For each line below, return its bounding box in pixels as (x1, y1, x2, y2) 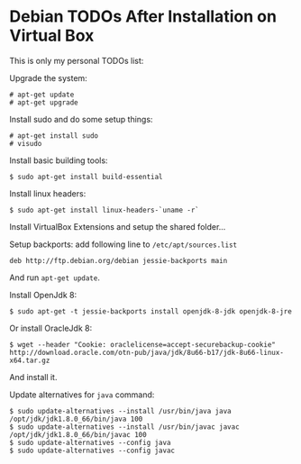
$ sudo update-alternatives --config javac (9, 446, 176, 455)
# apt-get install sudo (9, 131, 99, 141)
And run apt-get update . (9, 272, 101, 283)
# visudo (9, 139, 42, 148)
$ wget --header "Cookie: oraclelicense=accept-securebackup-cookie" (9, 340, 277, 349)
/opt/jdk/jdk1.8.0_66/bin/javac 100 (9, 430, 147, 439)
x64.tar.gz (9, 356, 50, 365)
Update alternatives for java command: (9, 389, 155, 400)
